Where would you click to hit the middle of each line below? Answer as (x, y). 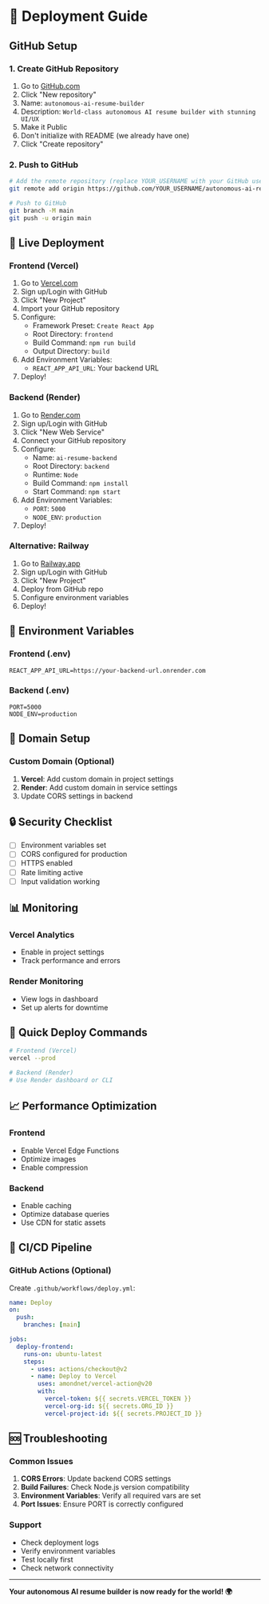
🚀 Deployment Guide (79, 16)
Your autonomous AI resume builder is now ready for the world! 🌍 (121, 1591)
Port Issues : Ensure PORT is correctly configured (102, 1504)
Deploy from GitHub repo (62, 589)
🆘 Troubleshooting (58, 1439)
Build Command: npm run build (84, 342)
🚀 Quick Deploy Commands (79, 1032)
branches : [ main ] (52, 1325)
